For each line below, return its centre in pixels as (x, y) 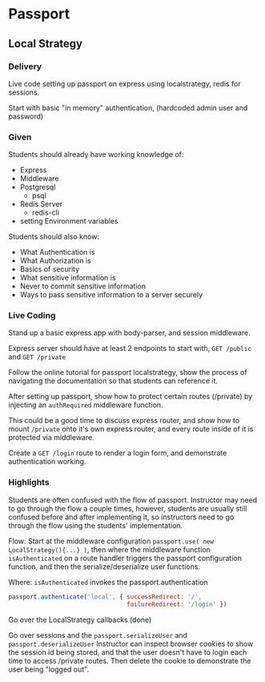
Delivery (25, 67)
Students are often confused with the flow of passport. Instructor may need (133, 500)
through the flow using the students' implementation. (96, 525)
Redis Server (41, 204)
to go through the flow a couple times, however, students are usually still (128, 508)
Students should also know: (54, 236)
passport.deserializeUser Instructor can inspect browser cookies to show (131, 644)
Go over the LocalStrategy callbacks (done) (80, 619)
